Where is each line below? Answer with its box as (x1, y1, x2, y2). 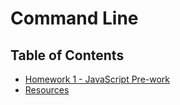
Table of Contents (10, 47, 125, 64)
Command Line (10, 7, 139, 30)
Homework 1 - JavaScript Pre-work (24, 73, 171, 85)
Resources (24, 84, 70, 96)
